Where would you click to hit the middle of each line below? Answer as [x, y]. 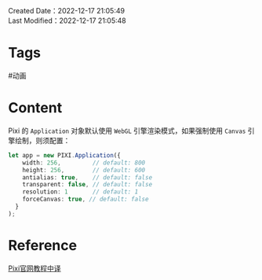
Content [35, 108]
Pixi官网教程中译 [35, 268]
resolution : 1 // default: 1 [80, 192]
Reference [42, 245]
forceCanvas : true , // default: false [86, 199]
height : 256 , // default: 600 [84, 170]
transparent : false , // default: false [87, 185]
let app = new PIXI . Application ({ [65, 155]
